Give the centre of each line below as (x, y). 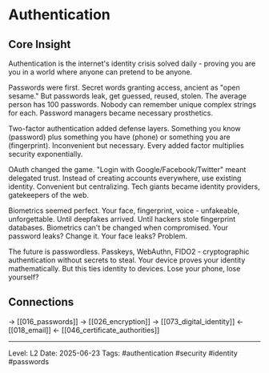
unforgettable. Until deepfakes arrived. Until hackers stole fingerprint (122, 219)
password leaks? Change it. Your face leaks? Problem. (98, 236)
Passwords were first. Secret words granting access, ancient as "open (124, 87)
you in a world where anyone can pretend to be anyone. (100, 72)
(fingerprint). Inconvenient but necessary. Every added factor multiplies (126, 145)
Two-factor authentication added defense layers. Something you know (125, 128)
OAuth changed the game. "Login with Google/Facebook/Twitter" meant (127, 169)
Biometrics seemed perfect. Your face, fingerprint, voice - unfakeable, (124, 211)
